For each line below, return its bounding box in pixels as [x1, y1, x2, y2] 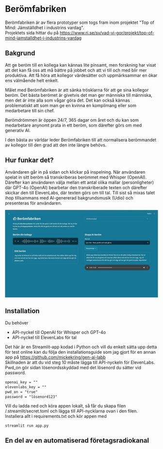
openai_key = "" [5, 379, 38, 385]
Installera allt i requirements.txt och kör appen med [5, 413, 107, 419]
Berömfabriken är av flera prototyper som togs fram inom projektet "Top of [5, 19, 154, 25]
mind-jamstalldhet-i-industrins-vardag [5, 35, 81, 41]
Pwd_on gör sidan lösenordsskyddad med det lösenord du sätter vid [5, 364, 142, 370]
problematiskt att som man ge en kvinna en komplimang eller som [5, 102, 137, 108]
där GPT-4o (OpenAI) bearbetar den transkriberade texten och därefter [5, 184, 147, 190]
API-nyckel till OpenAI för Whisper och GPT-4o [12, 329, 106, 335]
